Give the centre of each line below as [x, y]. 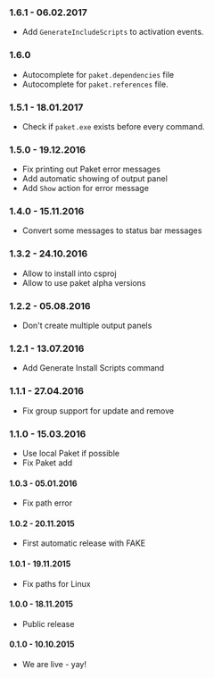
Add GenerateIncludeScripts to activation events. [113, 32]
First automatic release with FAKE [83, 543]
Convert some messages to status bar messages [112, 230]
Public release [48, 624]
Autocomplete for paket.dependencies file [98, 74]
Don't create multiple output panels [87, 326]
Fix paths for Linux [56, 583]
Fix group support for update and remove [98, 410]
